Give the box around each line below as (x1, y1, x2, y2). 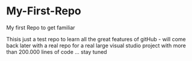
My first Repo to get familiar (6, 24, 75, 31)
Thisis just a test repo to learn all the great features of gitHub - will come (6, 35, 187, 42)
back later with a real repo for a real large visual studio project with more (6, 42, 187, 49)
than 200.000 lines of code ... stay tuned (6, 48, 107, 55)
